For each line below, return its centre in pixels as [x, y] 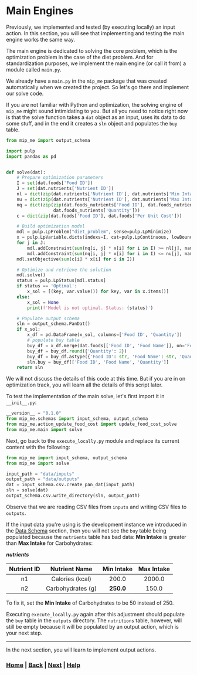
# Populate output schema [48, 318]
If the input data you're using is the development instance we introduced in [96, 524]
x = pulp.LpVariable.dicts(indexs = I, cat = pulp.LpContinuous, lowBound [105, 238]
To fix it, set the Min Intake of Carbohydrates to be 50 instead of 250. [90, 603]
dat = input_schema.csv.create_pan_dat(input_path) [70, 485]
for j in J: [31, 243]
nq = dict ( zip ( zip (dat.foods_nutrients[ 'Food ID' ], [81, 205]
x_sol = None [43, 302]
